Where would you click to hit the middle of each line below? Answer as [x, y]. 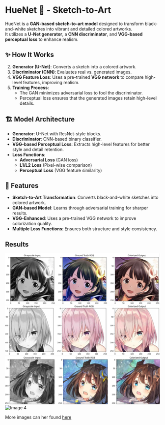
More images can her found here [38, 417]
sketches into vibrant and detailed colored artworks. [80, 29]
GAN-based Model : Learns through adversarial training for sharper [80, 208]
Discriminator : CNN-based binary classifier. [57, 139]
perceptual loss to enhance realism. [42, 39]
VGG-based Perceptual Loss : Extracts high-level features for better [81, 144]
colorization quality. [32, 224]
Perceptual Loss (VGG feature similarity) [61, 170]
